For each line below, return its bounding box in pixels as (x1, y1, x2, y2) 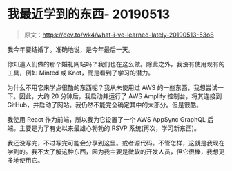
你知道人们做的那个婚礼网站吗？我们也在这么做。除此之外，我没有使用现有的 (7, 60, 225, 68)
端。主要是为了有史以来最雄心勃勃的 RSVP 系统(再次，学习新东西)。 (7, 124, 200, 132)
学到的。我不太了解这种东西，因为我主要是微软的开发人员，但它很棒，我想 (7, 147, 219, 156)
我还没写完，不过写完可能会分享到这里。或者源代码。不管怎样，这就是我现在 (7, 138, 225, 147)
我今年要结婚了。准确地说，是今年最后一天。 (7, 45, 135, 53)
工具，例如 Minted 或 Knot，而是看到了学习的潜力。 (7, 69, 154, 77)
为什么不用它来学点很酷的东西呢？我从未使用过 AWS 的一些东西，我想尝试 (7, 83, 218, 91)
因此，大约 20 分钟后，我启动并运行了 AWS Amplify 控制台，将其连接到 (19, 91, 222, 100)
